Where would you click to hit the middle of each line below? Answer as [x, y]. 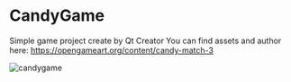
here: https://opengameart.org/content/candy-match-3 [112, 50]
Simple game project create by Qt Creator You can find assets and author [145, 41]
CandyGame [57, 16]
